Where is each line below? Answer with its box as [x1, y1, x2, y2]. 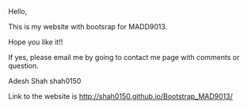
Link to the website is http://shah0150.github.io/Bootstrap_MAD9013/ [8, 92, 233, 101]
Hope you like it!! [8, 37, 63, 47]
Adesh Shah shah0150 [8, 77, 82, 85]
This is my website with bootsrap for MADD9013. [8, 22, 168, 31]
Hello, [8, 7, 28, 16]
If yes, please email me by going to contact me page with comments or [8, 53, 240, 62]
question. [8, 61, 40, 70]
